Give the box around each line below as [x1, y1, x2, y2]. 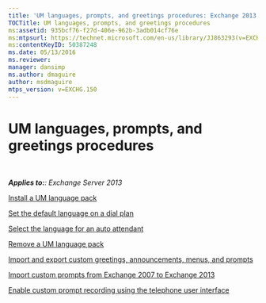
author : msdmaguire [8, 78, 73, 86]
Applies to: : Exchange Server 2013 [8, 178, 123, 187]
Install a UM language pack [8, 194, 97, 203]
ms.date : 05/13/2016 [8, 48, 77, 56]
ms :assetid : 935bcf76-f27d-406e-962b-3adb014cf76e [8, 26, 179, 34]
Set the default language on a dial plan [8, 209, 135, 218]
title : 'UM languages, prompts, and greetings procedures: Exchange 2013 [8, 11, 257, 20]
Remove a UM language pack [8, 240, 104, 249]
